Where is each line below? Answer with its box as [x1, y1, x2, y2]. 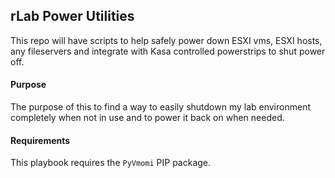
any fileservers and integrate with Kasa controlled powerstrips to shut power [10, 45, 326, 57]
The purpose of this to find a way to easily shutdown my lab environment [10, 101, 311, 113]
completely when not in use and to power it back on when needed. [10, 112, 285, 124]
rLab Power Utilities [10, 8, 135, 25]
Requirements [10, 134, 71, 146]
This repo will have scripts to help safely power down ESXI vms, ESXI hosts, [10, 34, 323, 46]
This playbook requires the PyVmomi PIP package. [10, 157, 212, 169]
